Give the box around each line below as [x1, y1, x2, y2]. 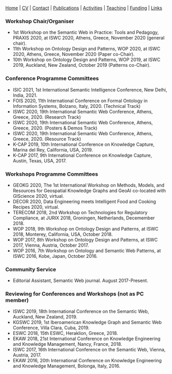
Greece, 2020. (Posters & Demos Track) [12, 125, 98, 131]
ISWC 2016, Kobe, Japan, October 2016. [12, 253, 98, 259]
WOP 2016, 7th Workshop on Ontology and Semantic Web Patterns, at [12, 247, 161, 254]
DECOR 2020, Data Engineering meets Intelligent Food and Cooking [12, 198, 157, 204]
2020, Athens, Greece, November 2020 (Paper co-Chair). [12, 51, 135, 58]
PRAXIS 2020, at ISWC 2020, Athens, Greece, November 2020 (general [12, 35, 165, 41]
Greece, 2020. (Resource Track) [12, 136, 81, 142]
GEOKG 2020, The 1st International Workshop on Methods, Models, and [12, 182, 165, 188]
